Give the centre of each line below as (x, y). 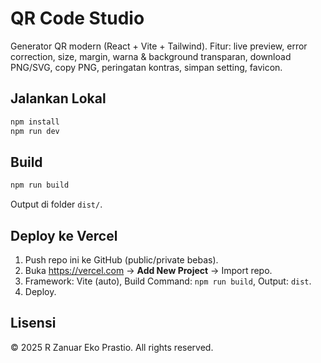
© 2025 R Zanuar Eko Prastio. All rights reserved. (112, 347)
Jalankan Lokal (58, 98)
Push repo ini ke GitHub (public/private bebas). (121, 260)
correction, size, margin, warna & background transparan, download (151, 56)
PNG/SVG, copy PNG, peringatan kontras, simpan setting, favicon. (146, 67)
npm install (35, 122)
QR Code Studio (77, 18)
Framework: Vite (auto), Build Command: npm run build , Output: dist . (168, 281)
